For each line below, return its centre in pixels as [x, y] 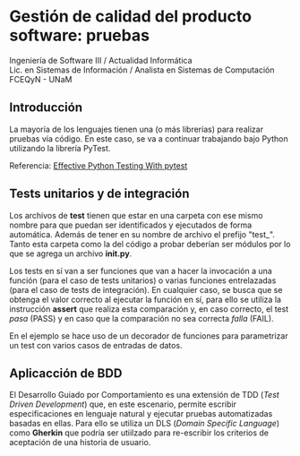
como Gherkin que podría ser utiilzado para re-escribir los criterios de [139, 433]
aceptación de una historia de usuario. [80, 443]
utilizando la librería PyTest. [60, 148]
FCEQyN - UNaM [41, 79]
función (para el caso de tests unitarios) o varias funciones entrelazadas [143, 280]
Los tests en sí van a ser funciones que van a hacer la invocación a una [141, 271]
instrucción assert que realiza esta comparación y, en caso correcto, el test [149, 309]
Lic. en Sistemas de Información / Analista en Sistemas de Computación [142, 70]
